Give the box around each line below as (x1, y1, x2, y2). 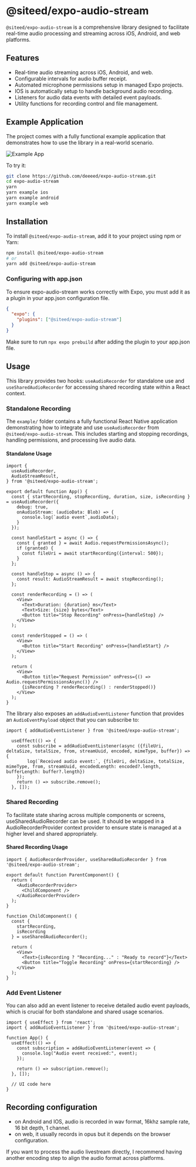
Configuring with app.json (6, 275, 83, 283)
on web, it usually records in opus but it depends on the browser (14, 1131, 171, 1138)
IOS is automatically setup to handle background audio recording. (14, 87, 173, 95)
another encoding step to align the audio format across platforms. (6, 1154, 165, 1161)
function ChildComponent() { (6, 913, 77, 919)
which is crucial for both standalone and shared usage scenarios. (6, 1008, 164, 1015)
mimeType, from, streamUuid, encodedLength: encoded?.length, (6, 763, 161, 770)
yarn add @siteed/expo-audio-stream (6, 261, 96, 267)
